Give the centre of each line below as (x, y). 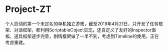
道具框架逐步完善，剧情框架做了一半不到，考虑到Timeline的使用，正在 (87, 36)
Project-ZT (28, 9)
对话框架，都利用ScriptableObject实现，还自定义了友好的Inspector (83, 30)
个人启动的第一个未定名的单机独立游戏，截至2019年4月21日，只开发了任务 (82, 23)
